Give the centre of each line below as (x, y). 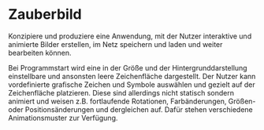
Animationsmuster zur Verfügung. (63, 117)
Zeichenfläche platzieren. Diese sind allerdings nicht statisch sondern (121, 92)
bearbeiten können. (40, 52)
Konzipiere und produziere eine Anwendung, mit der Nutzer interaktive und (130, 36)
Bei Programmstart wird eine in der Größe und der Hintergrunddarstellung (128, 67)
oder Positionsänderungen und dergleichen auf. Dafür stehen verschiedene (131, 109)
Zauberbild (45, 14)
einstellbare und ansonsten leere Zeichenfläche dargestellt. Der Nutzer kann (132, 76)
